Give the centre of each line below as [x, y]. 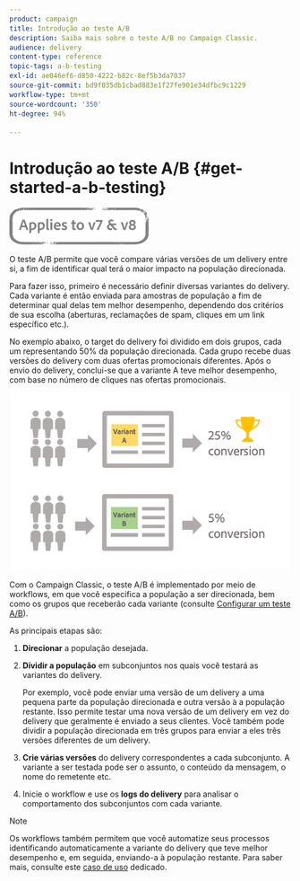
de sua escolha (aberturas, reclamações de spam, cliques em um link [137, 315]
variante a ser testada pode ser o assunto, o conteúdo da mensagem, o [154, 767]
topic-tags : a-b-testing [56, 66]
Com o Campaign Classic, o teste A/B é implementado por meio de [133, 585]
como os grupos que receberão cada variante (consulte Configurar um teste [150, 603]
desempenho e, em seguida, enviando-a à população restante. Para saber [146, 857]
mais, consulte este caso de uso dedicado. [88, 867]
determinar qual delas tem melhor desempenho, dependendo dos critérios [146, 305]
